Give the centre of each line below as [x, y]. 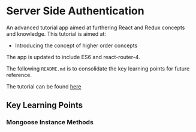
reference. [19, 75]
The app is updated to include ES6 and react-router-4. [73, 57]
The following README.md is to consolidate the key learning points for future [98, 68]
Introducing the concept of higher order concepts [76, 45]
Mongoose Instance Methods [50, 122]
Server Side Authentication [76, 11]
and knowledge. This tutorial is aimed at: [56, 33]
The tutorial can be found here [44, 86]
